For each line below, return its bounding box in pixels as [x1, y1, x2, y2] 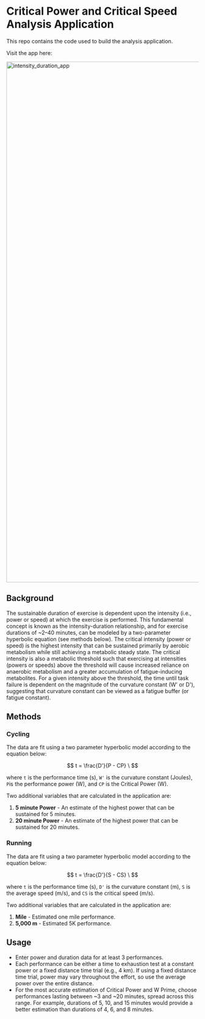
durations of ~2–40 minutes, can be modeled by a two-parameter [6, 628, 171, 636]
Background [6, 593, 54, 603]
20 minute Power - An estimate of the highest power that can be [15, 817, 179, 825]
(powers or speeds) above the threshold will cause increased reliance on [6, 661, 190, 669]
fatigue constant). [6, 694, 51, 701]
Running [6, 839, 32, 847]
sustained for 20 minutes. [15, 823, 80, 831]
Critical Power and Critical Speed [6, 4, 178, 18]
